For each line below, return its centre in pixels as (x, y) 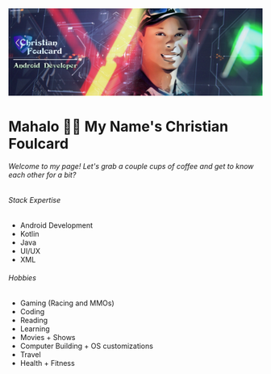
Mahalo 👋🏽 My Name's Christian (118, 126)
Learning (35, 329)
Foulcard (39, 143)
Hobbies (22, 278)
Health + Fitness (47, 363)
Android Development (56, 225)
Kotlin (29, 233)
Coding (32, 311)
